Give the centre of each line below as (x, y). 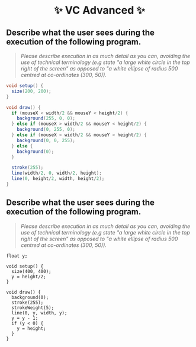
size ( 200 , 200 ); (31, 91)
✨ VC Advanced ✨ (99, 10)
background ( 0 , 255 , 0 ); (46, 130)
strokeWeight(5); (33, 308)
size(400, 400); (31, 271)
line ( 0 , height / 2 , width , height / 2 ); (58, 179)
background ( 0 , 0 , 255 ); (46, 140)
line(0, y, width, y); (39, 313)
